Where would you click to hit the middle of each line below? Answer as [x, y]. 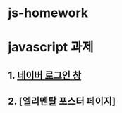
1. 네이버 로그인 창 [45, 75]
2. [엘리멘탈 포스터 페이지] [62, 101]
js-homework [48, 13]
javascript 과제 [51, 47]
